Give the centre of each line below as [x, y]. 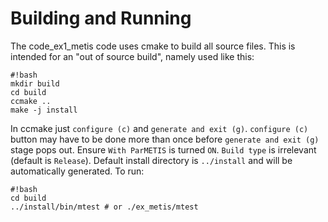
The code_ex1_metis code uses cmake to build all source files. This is [153, 46]
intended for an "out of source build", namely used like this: [132, 56]
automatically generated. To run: [77, 171]
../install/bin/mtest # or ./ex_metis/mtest [104, 207]
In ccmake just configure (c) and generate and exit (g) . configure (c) [159, 128]
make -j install [44, 110]
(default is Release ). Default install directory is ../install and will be [151, 160]
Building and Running [101, 18]
